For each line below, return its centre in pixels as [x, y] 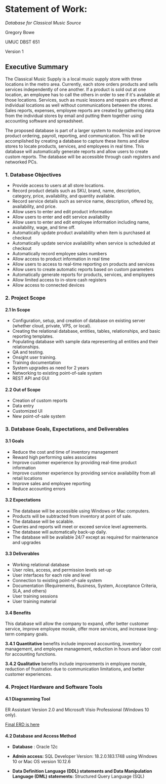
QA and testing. [28, 352]
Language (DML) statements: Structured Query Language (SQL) [78, 777]
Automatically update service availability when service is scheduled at [84, 243]
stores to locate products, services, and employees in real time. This [75, 146]
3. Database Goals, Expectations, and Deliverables [67, 429]
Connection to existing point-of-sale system [57, 580]
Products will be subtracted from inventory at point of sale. [72, 516]
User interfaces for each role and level [51, 575]
